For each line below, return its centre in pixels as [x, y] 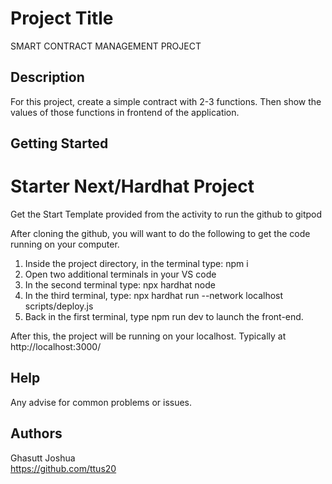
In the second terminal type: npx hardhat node [120, 285]
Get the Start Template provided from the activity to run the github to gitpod [166, 214]
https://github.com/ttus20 [63, 468]
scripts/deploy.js [59, 306]
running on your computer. [65, 244]
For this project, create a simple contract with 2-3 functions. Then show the [166, 101]
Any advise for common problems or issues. [101, 402]
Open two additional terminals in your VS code [120, 274]
